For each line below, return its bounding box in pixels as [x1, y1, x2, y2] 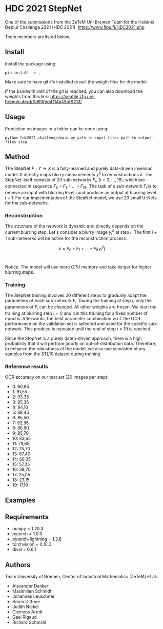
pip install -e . [5, 70, 41, 75]
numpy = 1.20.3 [12, 526, 43, 532]
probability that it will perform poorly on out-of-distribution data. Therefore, [5, 340, 157, 346]
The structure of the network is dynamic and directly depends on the [5, 223, 144, 229]
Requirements [5, 513, 49, 521]
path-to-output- [121, 135, 154, 140]
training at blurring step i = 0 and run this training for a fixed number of [5, 310, 148, 316]
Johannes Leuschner [12, 593, 55, 599]
